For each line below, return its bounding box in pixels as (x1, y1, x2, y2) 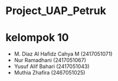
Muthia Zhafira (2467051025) (14, 69, 86, 76)
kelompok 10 (5, 31, 69, 45)
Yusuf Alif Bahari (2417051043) (14, 63, 90, 70)
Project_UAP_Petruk (5, 4, 107, 18)
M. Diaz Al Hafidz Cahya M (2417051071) (14, 50, 113, 58)
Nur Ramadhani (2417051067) (14, 57, 87, 64)
